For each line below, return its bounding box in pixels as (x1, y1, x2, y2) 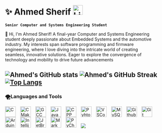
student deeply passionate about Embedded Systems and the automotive (5, 36, 152, 42)
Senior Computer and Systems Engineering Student (5, 22, 108, 28)
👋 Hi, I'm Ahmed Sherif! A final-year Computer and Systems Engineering (5, 31, 149, 37)
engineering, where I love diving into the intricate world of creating (5, 46, 138, 52)
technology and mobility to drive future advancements (5, 57, 113, 62)
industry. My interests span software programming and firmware (5, 41, 134, 47)
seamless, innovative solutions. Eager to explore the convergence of (5, 51, 142, 58)
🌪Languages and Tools (5, 93, 62, 100)
